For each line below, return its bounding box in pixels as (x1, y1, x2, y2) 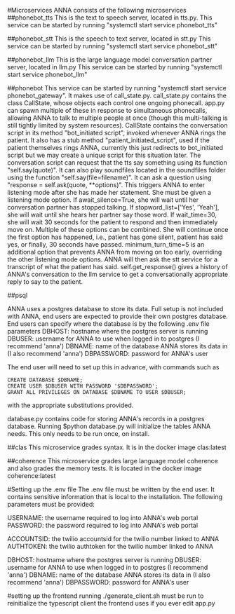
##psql (7, 291, 28, 299)
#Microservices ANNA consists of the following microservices (7, 6, 187, 14)
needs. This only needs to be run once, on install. (7, 430, 149, 437)
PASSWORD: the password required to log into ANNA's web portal (7, 521, 199, 529)
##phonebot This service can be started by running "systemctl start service (7, 84, 227, 92)
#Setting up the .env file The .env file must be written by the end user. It (7, 485, 215, 493)
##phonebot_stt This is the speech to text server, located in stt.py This (7, 34, 211, 43)
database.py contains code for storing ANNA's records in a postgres (7, 415, 205, 423)
